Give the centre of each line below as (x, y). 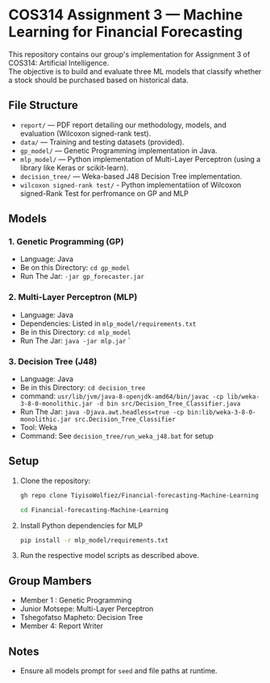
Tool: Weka (39, 427)
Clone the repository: (55, 481)
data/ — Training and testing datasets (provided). (102, 142)
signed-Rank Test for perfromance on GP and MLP (104, 193)
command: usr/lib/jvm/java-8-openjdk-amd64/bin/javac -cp (122, 396)
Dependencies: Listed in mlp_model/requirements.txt (108, 323)
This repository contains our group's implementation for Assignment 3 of (129, 54)
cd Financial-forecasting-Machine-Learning (94, 510)
